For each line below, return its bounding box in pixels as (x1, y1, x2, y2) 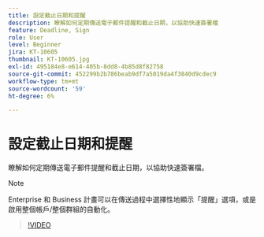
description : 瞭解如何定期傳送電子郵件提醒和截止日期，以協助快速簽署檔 (8, 19, 219, 27)
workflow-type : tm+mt (8, 77, 80, 85)
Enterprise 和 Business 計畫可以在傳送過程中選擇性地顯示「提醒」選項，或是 (8, 194, 256, 205)
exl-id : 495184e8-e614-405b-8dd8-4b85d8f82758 (8, 63, 164, 71)
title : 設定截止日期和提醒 (8, 11, 87, 20)
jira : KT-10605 (8, 48, 58, 56)
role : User (8, 33, 44, 42)
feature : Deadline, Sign (8, 26, 90, 34)
